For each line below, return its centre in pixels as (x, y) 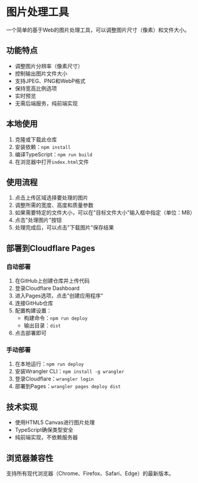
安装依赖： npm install (43, 147)
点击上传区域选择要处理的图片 (51, 198)
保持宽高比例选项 (36, 88)
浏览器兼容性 (30, 458)
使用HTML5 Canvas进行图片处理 (55, 422)
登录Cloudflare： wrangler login (54, 379)
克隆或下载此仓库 (36, 139)
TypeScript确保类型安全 (44, 430)
